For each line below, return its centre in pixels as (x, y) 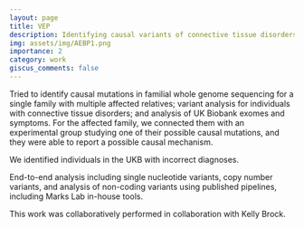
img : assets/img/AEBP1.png (60, 43)
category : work (38, 60)
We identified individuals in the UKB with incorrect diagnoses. (124, 159)
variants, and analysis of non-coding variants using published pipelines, (143, 186)
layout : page (34, 18)
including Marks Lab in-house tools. (76, 196)
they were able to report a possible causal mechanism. (111, 142)
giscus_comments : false (54, 69)
